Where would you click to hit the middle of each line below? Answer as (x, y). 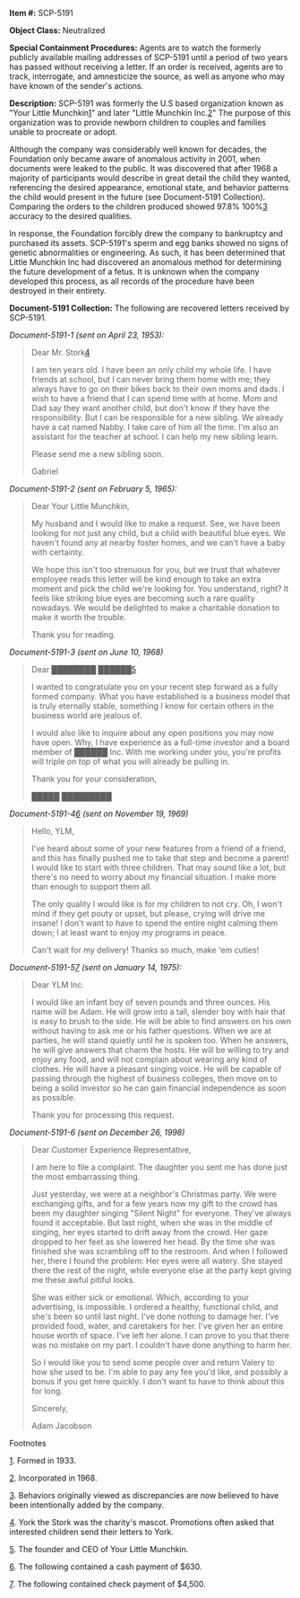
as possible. (53, 1098)
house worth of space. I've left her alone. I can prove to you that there (160, 1335)
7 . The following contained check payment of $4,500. (107, 1584)
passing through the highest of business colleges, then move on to (154, 1078)
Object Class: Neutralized (57, 30)
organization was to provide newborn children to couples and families (138, 122)
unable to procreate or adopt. (64, 132)
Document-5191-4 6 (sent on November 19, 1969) (99, 813)
